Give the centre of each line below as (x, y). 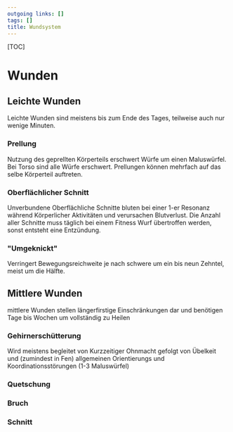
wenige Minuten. (32, 126)
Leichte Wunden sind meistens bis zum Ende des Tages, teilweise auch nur (116, 118)
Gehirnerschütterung (44, 336)
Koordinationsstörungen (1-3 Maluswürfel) (68, 366)
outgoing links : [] (36, 14)
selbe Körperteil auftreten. (45, 174)
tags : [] (20, 20)
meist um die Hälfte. (36, 271)
